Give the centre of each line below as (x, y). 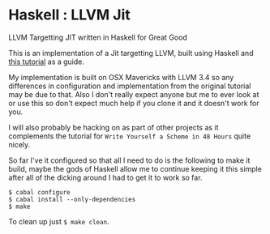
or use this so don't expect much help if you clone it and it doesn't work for (134, 103)
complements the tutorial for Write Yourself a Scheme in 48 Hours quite (130, 136)
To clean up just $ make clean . (59, 221)
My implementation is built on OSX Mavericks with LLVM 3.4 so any (121, 77)
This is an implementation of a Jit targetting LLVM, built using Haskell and (131, 53)
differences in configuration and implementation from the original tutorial (130, 86)
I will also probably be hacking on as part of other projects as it (114, 127)
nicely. (19, 144)
